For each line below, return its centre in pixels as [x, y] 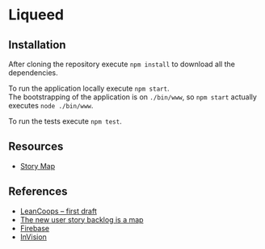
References [38, 192]
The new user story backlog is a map [82, 219]
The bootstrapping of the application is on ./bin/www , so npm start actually [132, 97]
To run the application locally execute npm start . [89, 88]
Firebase [35, 228]
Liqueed [36, 15]
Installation [37, 45]
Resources [36, 147]
